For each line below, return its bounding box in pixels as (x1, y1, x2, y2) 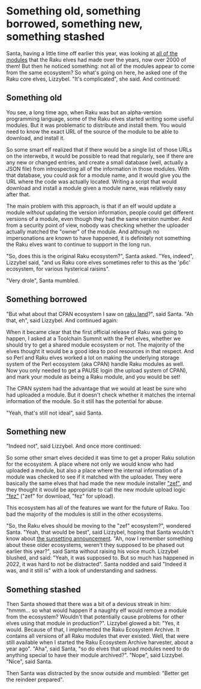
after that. (6, 191, 31, 198)
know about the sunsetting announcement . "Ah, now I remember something (6, 535, 193, 542)
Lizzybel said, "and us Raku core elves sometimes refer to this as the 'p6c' (6, 259, 191, 266)
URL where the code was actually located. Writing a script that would (6, 178, 177, 185)
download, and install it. (6, 134, 65, 141)
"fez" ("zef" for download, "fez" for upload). (6, 492, 115, 500)
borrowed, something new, (6, 17, 143, 31)
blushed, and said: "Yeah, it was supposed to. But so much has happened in (6, 554, 194, 561)
